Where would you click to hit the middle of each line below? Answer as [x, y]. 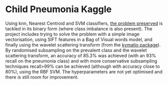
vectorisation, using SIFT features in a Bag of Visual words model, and [79, 39]
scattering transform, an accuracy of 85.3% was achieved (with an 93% [81, 55]
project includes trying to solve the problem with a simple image [73, 34]
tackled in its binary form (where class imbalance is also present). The [79, 28]
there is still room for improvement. [42, 77]
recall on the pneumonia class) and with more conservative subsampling [81, 61]
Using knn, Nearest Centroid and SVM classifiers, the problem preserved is [84, 23]
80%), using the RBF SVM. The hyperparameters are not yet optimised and [84, 71]
